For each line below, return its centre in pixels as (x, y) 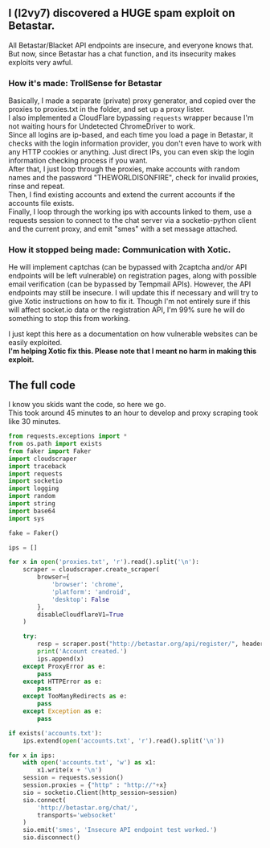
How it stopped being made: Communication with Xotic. (120, 250)
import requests (35, 474)
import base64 (32, 511)
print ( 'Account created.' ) (82, 652)
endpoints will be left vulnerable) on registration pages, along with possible (133, 276)
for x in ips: (32, 755)
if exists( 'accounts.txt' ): (55, 733)
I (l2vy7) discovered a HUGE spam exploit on (122, 13)
